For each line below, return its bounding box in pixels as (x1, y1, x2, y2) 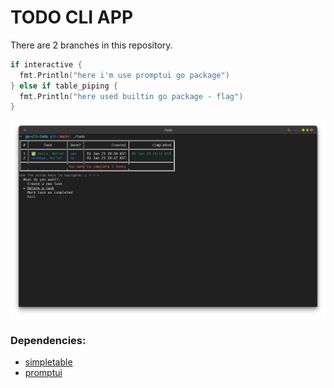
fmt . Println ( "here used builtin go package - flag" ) (19, 91, 244, 101)
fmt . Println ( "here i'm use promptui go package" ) (19, 70, 230, 80)
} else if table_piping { (10, 81, 118, 91)
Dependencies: (10, 334, 87, 348)
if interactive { (10, 59, 83, 70)
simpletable (24, 356, 73, 368)
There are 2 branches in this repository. (10, 39, 173, 51)
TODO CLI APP (10, 6, 134, 29)
